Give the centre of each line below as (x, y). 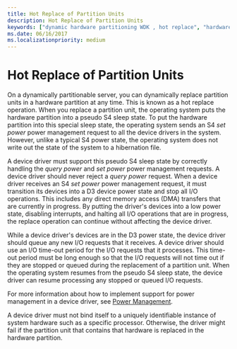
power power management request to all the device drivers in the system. (114, 132)
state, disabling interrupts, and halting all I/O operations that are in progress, (118, 214)
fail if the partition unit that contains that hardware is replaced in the (106, 331)
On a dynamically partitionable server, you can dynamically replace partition (118, 95)
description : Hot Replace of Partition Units (75, 21)
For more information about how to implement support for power (101, 294)
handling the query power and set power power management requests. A (114, 169)
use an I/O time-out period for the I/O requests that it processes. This (108, 250)
